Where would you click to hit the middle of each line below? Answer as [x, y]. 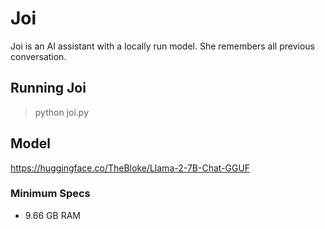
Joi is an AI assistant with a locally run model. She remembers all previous [162, 46]
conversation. [38, 56]
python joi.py [62, 112]
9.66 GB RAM [52, 215]
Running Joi [48, 88]
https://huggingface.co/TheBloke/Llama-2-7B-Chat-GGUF [130, 168]
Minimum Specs [50, 194]
